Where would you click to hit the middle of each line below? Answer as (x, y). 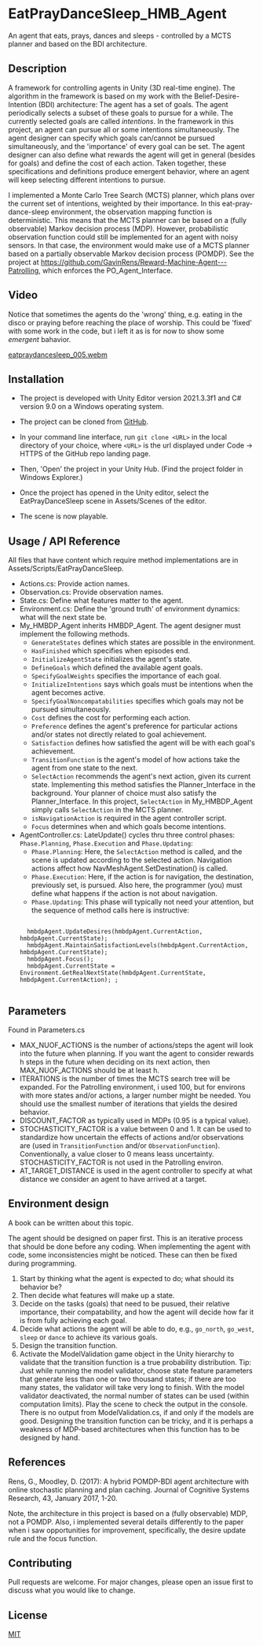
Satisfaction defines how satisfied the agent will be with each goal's (143, 743)
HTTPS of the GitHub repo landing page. (85, 454)
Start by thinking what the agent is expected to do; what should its (126, 1278)
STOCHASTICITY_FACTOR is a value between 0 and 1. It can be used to (135, 1129)
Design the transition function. (68, 1345)
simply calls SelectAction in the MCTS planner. (107, 810)
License (28, 1615)
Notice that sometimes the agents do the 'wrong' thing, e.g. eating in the (126, 314)
